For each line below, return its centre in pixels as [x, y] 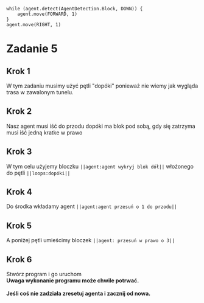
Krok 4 [19, 192]
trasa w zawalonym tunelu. [40, 92]
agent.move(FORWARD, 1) [47, 14]
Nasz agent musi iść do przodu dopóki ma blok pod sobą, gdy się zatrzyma [101, 126]
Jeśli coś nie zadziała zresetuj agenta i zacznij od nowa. [79, 294]
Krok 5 [19, 225]
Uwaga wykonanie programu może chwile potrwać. [73, 280]
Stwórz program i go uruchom [44, 274]
